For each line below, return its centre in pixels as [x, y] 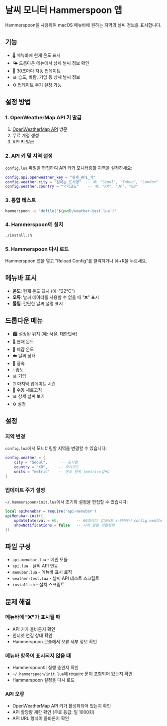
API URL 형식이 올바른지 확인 [41, 719]
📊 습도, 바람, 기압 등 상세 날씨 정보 [46, 77]
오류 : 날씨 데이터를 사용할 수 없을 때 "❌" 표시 [56, 297]
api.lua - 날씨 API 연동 [35, 566]
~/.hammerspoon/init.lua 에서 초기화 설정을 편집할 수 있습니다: [67, 501]
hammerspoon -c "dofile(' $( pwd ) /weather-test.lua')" [61, 211]
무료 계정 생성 [26, 136]
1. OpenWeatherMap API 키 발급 [43, 118]
